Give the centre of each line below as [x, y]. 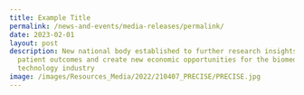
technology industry [56, 69]
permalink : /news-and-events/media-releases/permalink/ [117, 26]
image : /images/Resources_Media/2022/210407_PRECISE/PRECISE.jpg [135, 77]
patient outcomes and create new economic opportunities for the [143, 60]
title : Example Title [50, 18]
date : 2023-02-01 [42, 34]
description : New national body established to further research [135, 52]
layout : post [34, 43]
